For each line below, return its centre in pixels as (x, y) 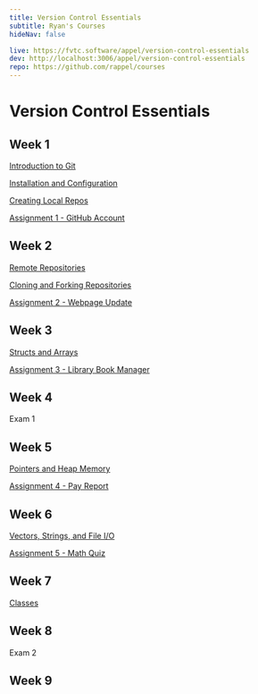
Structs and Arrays (44, 352)
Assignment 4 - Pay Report (59, 486)
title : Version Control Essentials (75, 17)
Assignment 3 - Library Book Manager (79, 369)
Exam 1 (22, 419)
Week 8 (31, 631)
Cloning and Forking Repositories (71, 285)
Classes (24, 603)
